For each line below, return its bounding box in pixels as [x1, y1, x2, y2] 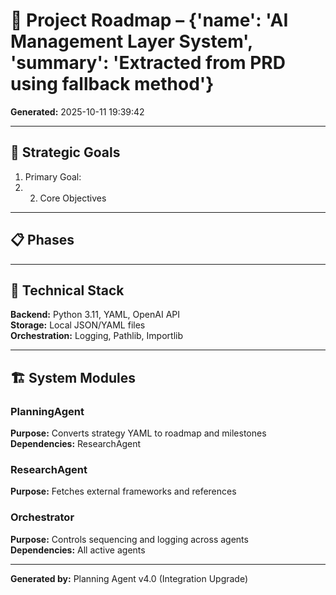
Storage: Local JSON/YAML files [10, 319, 146, 331]
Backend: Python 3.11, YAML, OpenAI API [10, 309, 181, 321]
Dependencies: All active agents [10, 544, 146, 556]
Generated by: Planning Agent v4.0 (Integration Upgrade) [10, 572, 249, 584]
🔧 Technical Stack [10, 282, 125, 299]
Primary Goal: [24, 170, 82, 183]
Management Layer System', [10, 30, 253, 53]
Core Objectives [39, 192, 107, 204]
